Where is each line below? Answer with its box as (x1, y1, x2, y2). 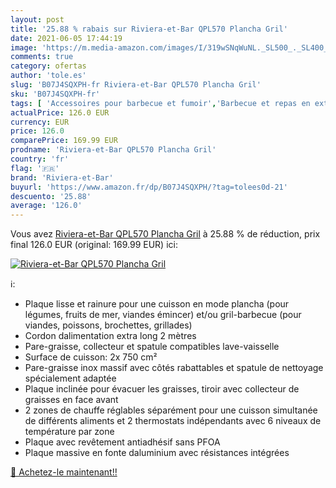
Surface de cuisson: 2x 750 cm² (24, 351, 158, 363)
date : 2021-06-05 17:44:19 (10, 33, 123, 43)
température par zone (24, 426, 115, 438)
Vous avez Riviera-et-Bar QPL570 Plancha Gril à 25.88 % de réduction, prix (10, 228, 321, 240)
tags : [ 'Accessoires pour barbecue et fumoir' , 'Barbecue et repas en (10, 98, 311, 108)
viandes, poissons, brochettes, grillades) (24, 319, 193, 331)
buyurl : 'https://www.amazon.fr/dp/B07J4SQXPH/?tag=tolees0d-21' (10, 182, 288, 192)
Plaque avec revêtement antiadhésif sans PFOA (24, 436, 221, 448)
